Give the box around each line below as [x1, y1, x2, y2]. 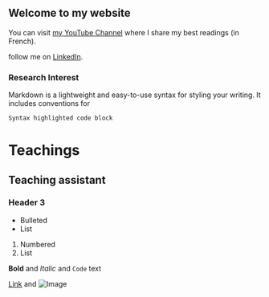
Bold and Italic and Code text [8, 263, 102, 273]
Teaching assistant [8, 173, 106, 187]
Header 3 [8, 197, 46, 208]
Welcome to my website [8, 6, 131, 20]
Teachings [8, 141, 80, 160]
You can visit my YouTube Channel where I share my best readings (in [8, 27, 239, 37]
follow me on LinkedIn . [8, 51, 84, 61]
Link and [8, 279, 37, 288]
